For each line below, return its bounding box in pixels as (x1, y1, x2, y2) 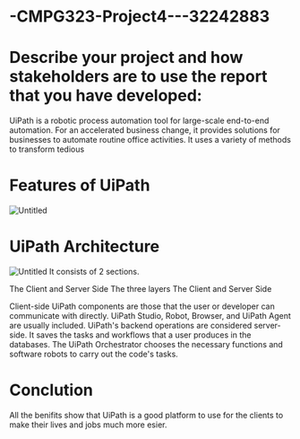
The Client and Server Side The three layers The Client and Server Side (9, 284, 272, 294)
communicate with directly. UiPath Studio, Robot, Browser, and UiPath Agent (9, 311, 291, 320)
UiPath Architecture (9, 236, 159, 257)
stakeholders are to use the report (9, 66, 268, 87)
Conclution (9, 380, 94, 400)
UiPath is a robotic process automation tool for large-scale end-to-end (9, 115, 270, 127)
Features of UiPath (9, 175, 150, 196)
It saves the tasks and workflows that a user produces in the (29, 329, 252, 340)
